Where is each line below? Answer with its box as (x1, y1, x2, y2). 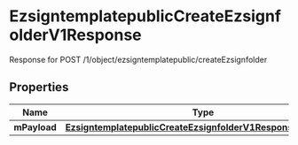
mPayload (13, 121, 58, 134)
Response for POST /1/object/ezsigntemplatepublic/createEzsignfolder (9, 54, 268, 65)
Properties (9, 80, 69, 95)
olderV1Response (9, 25, 142, 45)
